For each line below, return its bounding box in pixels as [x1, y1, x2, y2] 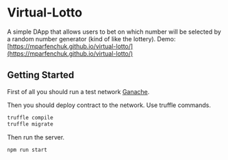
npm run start [7, 146, 48, 153]
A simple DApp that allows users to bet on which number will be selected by [7, 27, 221, 36]
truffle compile [7, 114, 53, 121]
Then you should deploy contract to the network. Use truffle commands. [7, 101, 211, 109]
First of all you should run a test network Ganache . [7, 87, 150, 95]
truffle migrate [7, 120, 53, 128]
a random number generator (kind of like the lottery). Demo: [7, 34, 176, 43]
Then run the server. [7, 133, 65, 141]
